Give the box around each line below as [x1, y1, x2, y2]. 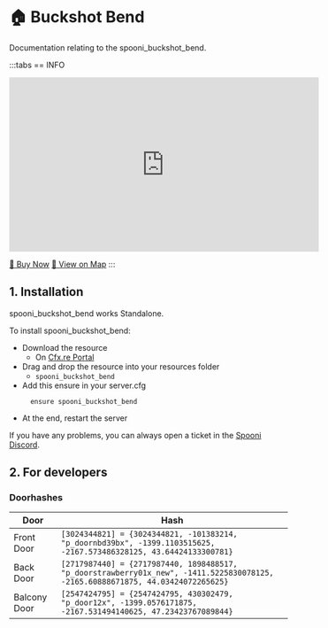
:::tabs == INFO [9, 59, 65, 70]
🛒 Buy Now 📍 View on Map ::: [9, 259, 116, 269]
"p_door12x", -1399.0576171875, [60, 598, 197, 608]
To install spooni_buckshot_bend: [9, 325, 131, 336]
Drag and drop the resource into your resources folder [21, 361, 220, 372]
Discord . [9, 439, 40, 450]
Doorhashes [9, 492, 64, 504]
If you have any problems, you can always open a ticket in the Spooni [9, 430, 262, 440]
